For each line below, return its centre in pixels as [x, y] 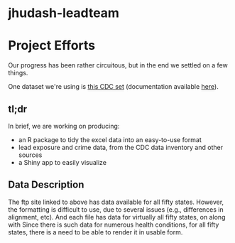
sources [30, 155]
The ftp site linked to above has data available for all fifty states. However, [116, 202]
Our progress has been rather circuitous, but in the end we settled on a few [118, 65]
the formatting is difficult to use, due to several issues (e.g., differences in [116, 209]
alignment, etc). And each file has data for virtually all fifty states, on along [117, 217]
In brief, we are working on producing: [64, 126]
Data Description [46, 185]
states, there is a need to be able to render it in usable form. [95, 232]
